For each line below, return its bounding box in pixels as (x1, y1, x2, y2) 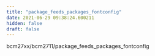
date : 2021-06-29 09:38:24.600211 (6, 15, 95, 21)
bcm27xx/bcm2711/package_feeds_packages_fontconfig (6, 43, 149, 50)
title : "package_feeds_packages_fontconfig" (6, 9, 122, 15)
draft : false (6, 26, 40, 32)
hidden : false (6, 20, 43, 26)
